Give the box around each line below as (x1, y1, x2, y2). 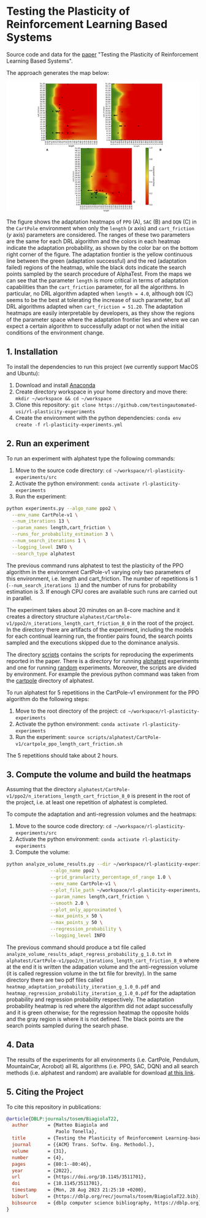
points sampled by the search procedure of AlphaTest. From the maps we (6, 270, 192, 277)
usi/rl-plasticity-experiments (15, 408, 96, 415)
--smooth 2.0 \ (50, 900, 89, 906)
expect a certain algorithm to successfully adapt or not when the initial (6, 322, 185, 330)
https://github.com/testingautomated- (98, 402, 198, 408)
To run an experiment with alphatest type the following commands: (6, 454, 175, 462)
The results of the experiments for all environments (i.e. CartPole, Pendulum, (6, 1056, 200, 1063)
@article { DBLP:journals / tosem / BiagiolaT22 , (6, 1115, 120, 1122)
